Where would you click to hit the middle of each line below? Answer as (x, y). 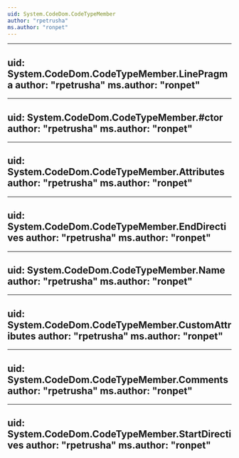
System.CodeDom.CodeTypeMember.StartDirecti (119, 434)
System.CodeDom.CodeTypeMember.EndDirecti (117, 227)
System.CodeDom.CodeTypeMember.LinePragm (118, 74)
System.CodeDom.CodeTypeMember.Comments (118, 379)
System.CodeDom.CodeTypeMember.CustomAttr (119, 325)
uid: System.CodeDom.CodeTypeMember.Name (116, 270)
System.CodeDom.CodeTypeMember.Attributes (116, 172)
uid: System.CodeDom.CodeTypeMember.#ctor (115, 117)
